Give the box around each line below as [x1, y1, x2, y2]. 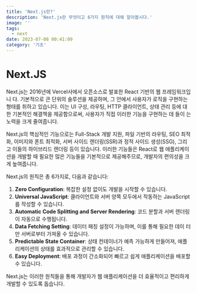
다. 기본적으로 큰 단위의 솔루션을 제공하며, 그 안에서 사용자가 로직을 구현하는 [12, 95, 188, 102]
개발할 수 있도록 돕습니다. [6, 280, 65, 287]
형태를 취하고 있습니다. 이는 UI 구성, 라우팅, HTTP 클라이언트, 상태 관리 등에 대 [6, 102, 188, 110]
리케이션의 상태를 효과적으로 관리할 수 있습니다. [14, 245, 125, 252]
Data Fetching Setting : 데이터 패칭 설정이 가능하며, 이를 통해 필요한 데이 [14, 223, 185, 230]
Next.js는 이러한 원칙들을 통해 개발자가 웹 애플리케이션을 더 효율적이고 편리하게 [6, 272, 190, 280]
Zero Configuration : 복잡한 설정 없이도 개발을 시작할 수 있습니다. [14, 185, 167, 192]
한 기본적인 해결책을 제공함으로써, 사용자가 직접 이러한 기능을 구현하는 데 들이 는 [6, 110, 192, 117]
